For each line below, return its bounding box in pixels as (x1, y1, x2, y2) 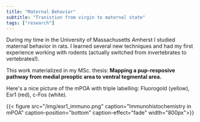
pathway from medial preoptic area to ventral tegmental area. (6, 73, 162, 81)
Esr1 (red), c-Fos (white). (6, 91, 67, 99)
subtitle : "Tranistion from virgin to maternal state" (6, 14, 146, 20)
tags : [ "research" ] (6, 20, 55, 26)
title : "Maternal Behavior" (6, 8, 76, 15)
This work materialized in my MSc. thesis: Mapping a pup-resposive (6, 67, 176, 74)
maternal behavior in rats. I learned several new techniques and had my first (6, 42, 193, 50)
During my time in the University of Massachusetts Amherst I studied (6, 36, 176, 44)
